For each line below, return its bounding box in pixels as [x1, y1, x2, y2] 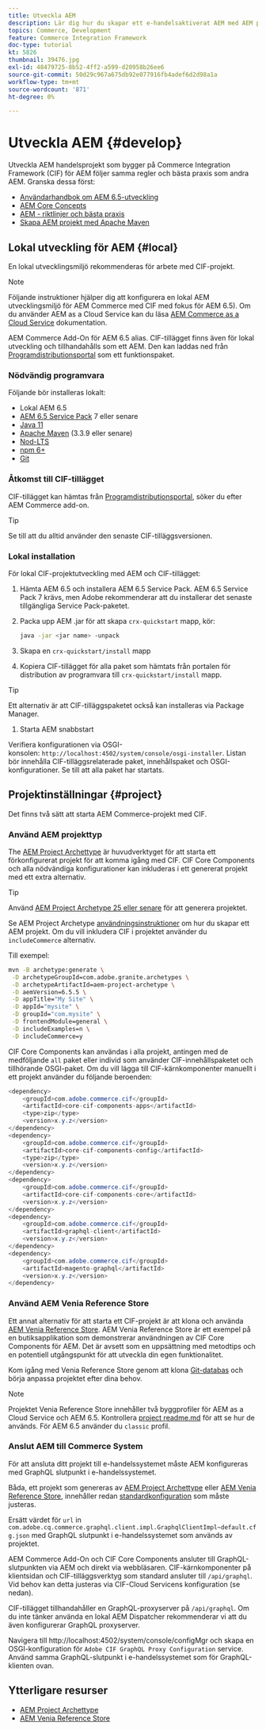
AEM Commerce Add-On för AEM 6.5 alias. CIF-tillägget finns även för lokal [8, 333, 255, 342]
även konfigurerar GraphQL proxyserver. [8, 1620, 141, 1629]
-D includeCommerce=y [11, 1032, 83, 1040]
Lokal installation [8, 551, 75, 562]
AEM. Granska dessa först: [8, 177, 96, 186]
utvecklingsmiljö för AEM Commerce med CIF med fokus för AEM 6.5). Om [8, 301, 251, 310]
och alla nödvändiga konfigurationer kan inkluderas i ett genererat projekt [8, 863, 248, 873]
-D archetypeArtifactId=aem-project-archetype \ [11, 981, 176, 989]
